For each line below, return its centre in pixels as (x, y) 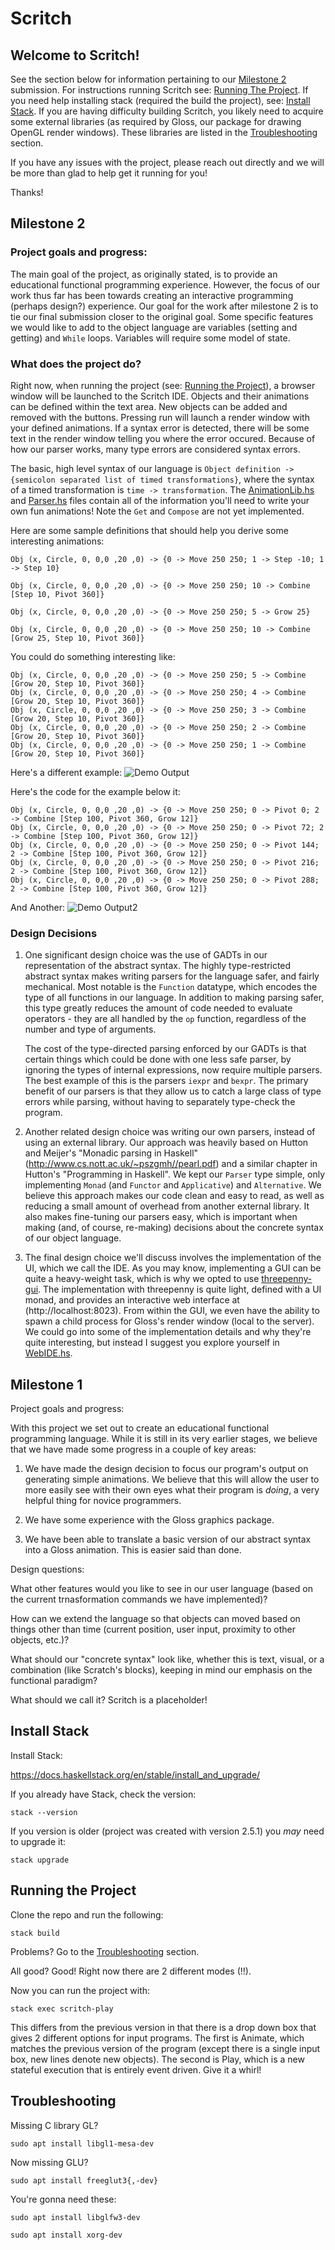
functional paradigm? (54, 1681)
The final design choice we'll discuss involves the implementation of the (173, 1258)
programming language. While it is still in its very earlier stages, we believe (164, 1439)
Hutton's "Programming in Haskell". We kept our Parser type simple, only (175, 1174)
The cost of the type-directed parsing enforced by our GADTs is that (165, 1049)
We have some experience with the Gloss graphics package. (149, 1520)
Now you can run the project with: (80, 1990)
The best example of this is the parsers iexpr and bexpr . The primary (166, 1081)
